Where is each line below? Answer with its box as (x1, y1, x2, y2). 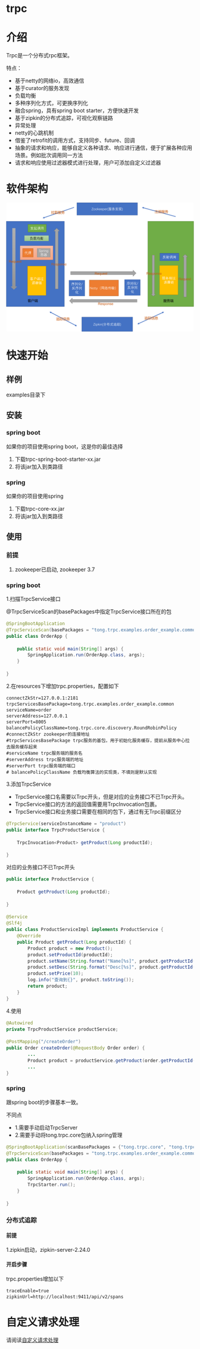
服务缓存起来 (10, 744, 37, 750)
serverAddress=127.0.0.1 (6, 713, 68, 719)
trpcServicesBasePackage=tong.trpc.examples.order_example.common (6, 701, 174, 707)
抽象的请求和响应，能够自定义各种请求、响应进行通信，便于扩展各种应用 (14, 144, 192, 151)
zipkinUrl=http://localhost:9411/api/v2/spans (6, 1294, 124, 1300)
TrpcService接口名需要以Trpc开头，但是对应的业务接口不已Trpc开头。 (14, 793, 187, 800)
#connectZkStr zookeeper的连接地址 (6, 731, 90, 737)
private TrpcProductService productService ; (6, 1026, 118, 1032)
